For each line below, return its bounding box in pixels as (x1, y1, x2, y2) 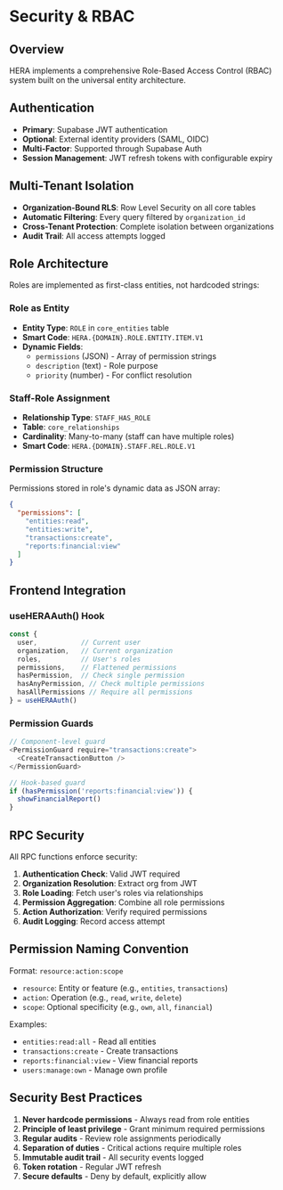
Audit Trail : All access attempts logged (21, 230, 166, 241)
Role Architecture (9, 257, 109, 272)
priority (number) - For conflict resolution (35, 370, 192, 380)
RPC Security (9, 827, 85, 843)
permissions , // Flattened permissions (17, 663, 177, 672)
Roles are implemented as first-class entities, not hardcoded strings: (9, 280, 260, 290)
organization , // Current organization (17, 646, 174, 656)
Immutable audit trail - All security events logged (21, 1152, 205, 1162)
